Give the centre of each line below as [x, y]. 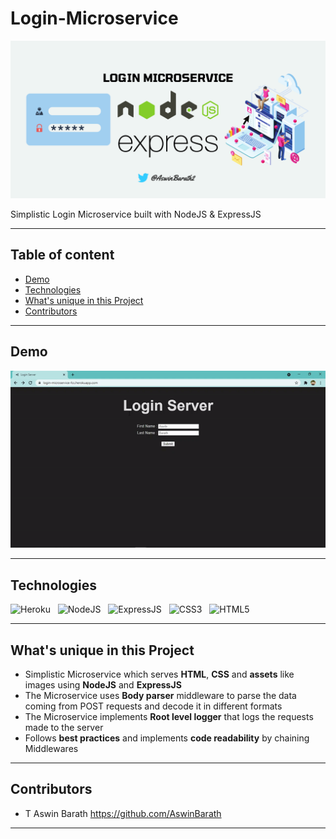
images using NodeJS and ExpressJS [103, 685]
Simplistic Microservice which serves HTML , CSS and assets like [159, 674]
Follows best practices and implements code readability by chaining [167, 738]
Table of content [62, 255]
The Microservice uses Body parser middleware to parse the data [160, 696]
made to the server [64, 728]
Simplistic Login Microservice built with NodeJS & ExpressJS [136, 214]
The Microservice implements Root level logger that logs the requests [169, 717]
